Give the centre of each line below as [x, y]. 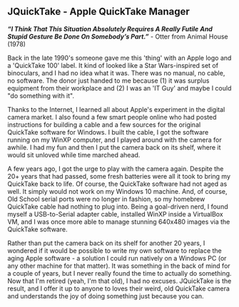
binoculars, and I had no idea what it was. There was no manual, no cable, [116, 73]
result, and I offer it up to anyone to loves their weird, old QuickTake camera [119, 288]
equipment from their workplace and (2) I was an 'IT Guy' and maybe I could [119, 88]
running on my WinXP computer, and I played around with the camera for [115, 140]
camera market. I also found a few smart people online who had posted [112, 117]
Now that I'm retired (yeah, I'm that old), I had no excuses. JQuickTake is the [119, 281]
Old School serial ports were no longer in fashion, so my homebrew [106, 199]
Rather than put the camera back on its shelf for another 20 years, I [106, 243]
